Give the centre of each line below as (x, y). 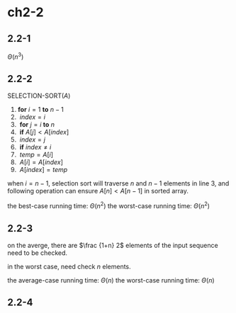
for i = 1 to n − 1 (40, 110)
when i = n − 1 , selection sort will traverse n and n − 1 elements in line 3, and (118, 183)
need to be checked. (38, 253)
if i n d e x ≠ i (35, 147)
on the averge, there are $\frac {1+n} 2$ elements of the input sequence (113, 245)
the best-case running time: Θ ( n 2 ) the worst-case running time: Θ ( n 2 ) (109, 205)
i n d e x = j (33, 140)
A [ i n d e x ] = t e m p (44, 170)
